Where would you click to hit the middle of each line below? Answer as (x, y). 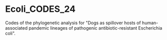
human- (150, 23)
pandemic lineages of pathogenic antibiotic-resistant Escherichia (95, 28)
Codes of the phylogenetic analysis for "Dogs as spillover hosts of (73, 23)
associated (16, 28)
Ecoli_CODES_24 (40, 9)
